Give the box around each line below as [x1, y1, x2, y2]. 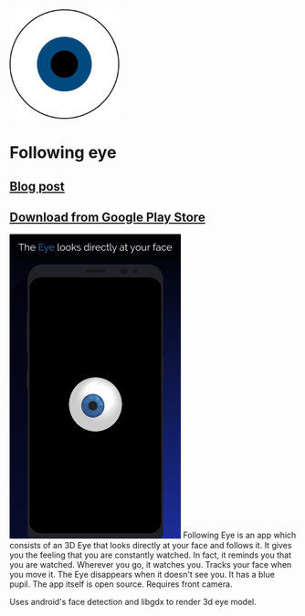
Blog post [9, 178, 66, 194]
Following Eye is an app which [182, 529, 297, 541]
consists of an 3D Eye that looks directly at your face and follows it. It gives [9, 539, 292, 550]
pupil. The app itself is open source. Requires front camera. [9, 579, 233, 590]
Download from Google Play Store [9, 209, 205, 224]
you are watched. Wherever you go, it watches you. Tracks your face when [9, 559, 292, 569]
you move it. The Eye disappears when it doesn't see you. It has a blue [9, 569, 276, 579]
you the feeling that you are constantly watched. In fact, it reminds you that [9, 549, 292, 560]
